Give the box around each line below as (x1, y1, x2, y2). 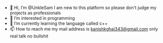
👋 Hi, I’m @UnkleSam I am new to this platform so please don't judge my (9, 5, 157, 10)
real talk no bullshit (9, 33, 48, 39)
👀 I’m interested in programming (9, 15, 75, 21)
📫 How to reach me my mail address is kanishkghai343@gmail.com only (9, 26, 158, 32)
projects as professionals (9, 10, 61, 16)
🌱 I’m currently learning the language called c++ (9, 20, 108, 26)
